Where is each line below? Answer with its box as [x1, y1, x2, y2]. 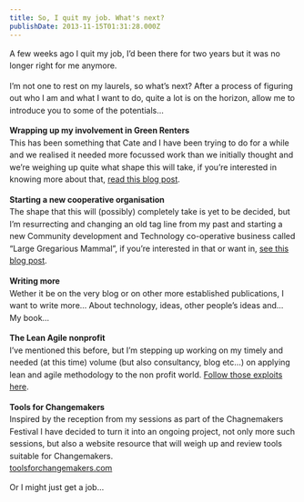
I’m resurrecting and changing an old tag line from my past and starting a [9, 218, 283, 229]
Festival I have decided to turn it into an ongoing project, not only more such [9, 426, 296, 437]
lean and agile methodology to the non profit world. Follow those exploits [9, 369, 283, 380]
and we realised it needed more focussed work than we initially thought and [9, 149, 294, 160]
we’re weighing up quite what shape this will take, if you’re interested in [9, 161, 278, 173]
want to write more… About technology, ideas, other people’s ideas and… [9, 300, 284, 311]
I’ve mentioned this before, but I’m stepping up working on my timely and [9, 345, 284, 356]
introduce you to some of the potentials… [9, 105, 164, 115]
